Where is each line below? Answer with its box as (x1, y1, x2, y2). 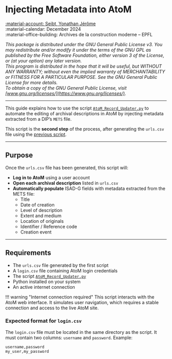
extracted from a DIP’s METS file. (5, 116, 72, 122)
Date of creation (20, 201, 55, 208)
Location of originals (20, 218, 64, 224)
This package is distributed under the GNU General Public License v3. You (5, 41, 163, 47)
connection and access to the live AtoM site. (5, 305, 99, 311)
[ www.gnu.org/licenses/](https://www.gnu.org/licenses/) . (5, 90, 126, 96)
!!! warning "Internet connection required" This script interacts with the (5, 293, 155, 300)
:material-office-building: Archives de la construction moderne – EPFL (5, 31, 153, 37)
